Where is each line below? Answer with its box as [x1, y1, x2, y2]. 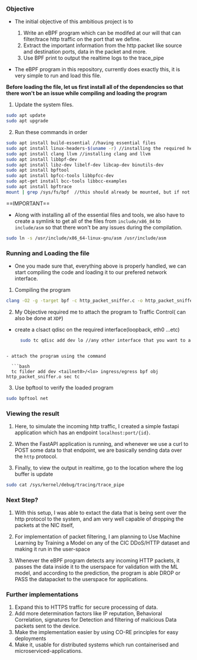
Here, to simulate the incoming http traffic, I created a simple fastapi [14, 422, 179, 429]
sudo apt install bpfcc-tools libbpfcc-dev [6, 173, 114, 179]
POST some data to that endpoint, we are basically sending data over [14, 446, 182, 454]
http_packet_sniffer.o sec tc [6, 374, 80, 379]
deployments [14, 635, 47, 642]
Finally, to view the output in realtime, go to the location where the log [14, 464, 184, 471]
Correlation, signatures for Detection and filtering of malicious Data [14, 616, 177, 624]
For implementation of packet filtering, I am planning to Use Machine [14, 533, 181, 540]
